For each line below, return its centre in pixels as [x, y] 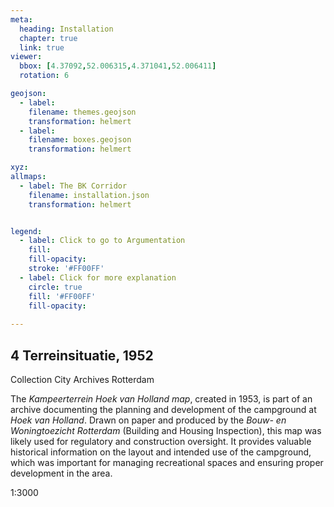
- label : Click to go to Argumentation [102, 241]
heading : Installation [66, 29]
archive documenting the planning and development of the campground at [163, 409]
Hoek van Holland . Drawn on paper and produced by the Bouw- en [148, 420]
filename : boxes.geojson [80, 140]
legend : [26, 231]
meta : [21, 19]
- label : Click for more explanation [98, 277]
